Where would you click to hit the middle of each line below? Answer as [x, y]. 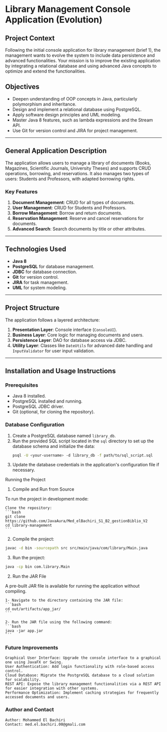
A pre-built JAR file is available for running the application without [73, 586]
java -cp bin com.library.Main [38, 567]
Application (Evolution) [54, 20]
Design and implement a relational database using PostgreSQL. [77, 109]
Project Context [30, 38]
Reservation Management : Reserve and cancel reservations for [78, 218]
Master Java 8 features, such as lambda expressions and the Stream [83, 120]
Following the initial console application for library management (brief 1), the [83, 50]
